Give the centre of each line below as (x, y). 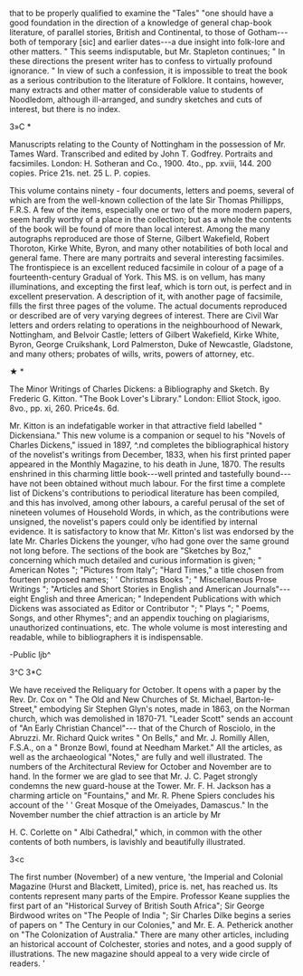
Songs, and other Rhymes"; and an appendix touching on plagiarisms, (139, 618)
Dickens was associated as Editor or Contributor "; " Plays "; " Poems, (139, 608)
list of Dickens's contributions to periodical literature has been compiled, (145, 493)
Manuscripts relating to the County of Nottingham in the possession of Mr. (148, 144)
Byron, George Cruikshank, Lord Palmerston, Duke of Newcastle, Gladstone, (151, 344)
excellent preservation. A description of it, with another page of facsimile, (146, 296)
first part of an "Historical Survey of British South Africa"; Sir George (137, 905)
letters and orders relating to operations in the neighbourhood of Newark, (146, 325)
